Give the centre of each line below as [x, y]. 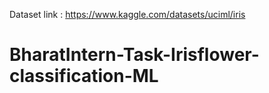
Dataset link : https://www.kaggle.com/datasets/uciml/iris [127, 14]
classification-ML [84, 76]
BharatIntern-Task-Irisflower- [134, 55]
